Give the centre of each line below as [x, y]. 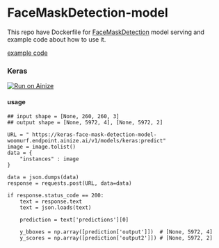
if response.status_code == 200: [56, 196]
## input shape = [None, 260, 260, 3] [63, 117]
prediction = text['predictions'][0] [74, 220]
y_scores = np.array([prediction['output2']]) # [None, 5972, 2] [116, 238]
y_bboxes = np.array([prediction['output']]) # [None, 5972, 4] [116, 232]
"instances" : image [49, 159]
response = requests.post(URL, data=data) [70, 183]
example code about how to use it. [57, 39]
